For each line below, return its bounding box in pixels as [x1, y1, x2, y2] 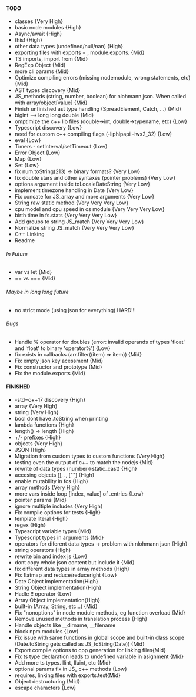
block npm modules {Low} [14, 628, 79, 635]
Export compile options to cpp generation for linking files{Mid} [14, 647, 166, 654]
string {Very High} [14, 409, 59, 416]
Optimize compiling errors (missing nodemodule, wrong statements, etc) [14, 74, 191, 81]
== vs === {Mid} [14, 275, 56, 282]
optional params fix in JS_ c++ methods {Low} [14, 666, 128, 673]
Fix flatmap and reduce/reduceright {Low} [14, 572, 117, 579]
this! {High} [14, 37, 42, 44]
